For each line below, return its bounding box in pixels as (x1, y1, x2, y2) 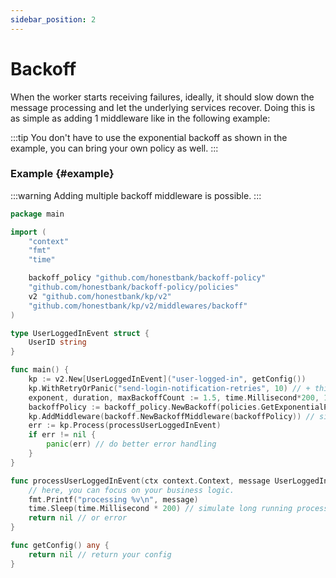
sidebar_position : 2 (10, 14, 97, 25)
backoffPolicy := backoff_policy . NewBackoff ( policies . (28, 402, 262, 412)
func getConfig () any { (10, 541, 110, 551)
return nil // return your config (28, 549, 172, 560)
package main (10, 209, 65, 219)
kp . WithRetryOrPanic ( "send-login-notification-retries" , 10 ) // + (28, 383, 311, 393)
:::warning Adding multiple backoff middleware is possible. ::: (10, 189, 262, 201)
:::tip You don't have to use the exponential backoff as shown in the (10, 131, 288, 143)
